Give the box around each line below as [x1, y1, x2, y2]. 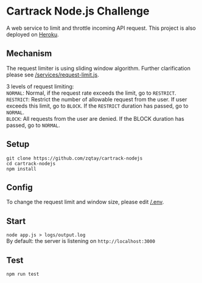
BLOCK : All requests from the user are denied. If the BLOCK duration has [6, 115, 184, 122]
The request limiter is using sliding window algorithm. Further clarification [6, 64, 190, 72]
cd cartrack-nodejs [6, 160, 56, 166]
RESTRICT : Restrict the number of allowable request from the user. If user [6, 95, 187, 103]
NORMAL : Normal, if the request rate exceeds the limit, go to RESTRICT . [6, 89, 176, 97]
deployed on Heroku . [6, 30, 59, 38]
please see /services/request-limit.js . [6, 71, 99, 78]
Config [6, 182, 33, 193]
